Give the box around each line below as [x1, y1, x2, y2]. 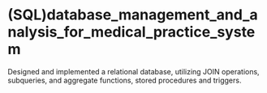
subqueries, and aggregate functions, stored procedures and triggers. [7, 75, 242, 85]
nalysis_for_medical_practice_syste [7, 23, 256, 41]
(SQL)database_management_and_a [7, 6, 258, 24]
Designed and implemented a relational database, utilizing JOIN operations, [7, 66, 261, 76]
